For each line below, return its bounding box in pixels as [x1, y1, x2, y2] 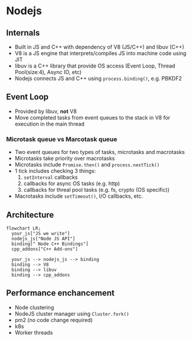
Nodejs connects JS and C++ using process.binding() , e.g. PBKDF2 [14, 75, 182, 82]
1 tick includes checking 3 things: [14, 168, 96, 175]
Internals [6, 28, 40, 38]
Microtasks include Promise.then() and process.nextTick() [14, 161, 160, 168]
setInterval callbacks [23, 173, 78, 181]
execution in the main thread [14, 120, 85, 127]
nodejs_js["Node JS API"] [11, 236, 76, 242]
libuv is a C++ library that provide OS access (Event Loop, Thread [14, 62, 175, 69]
